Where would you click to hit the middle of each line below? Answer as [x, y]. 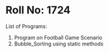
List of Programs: [27, 26]
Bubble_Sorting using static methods [59, 44]
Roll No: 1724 [38, 10]
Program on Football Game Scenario [58, 37]
